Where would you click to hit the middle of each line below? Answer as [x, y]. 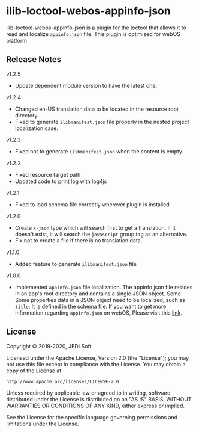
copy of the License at [34, 371]
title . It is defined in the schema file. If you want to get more [91, 306]
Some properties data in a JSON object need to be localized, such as [100, 300]
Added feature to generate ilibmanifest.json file [76, 264]
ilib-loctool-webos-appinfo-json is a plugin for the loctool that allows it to [97, 28]
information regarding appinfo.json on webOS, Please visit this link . [99, 313]
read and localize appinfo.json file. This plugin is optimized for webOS [94, 34]
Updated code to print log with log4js [61, 181]
